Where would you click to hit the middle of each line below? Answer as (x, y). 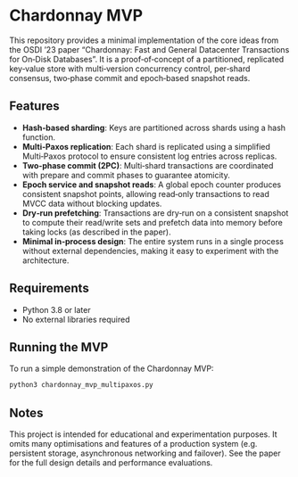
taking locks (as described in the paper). (96, 232)
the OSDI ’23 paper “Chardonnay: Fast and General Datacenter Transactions (149, 49)
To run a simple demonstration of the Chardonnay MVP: (112, 369)
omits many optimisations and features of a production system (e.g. (133, 444)
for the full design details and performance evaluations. (111, 463)
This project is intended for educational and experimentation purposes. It (144, 434)
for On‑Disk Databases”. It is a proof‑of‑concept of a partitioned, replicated (147, 59)
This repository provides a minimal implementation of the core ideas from (144, 40)
